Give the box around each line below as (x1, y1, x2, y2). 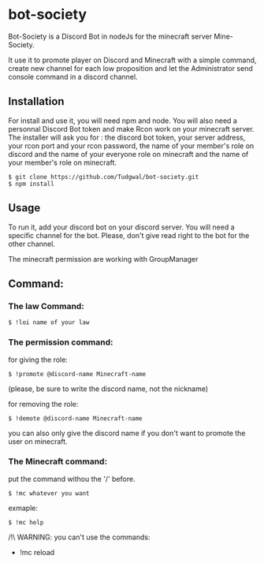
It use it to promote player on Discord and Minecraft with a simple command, (8, 55, 257, 65)
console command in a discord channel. (8, 72, 138, 81)
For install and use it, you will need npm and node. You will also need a (8, 116, 238, 125)
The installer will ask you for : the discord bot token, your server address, (8, 132, 246, 142)
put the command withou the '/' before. (8, 474, 136, 483)
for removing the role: (8, 399, 79, 408)
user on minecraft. (8, 436, 69, 446)
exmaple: (8, 503, 38, 513)
